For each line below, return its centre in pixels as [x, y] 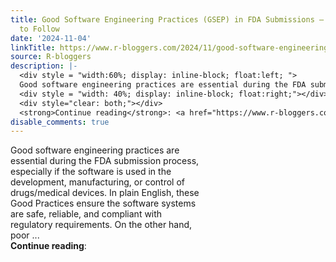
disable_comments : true [60, 122]
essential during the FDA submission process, [105, 161]
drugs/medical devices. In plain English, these [105, 193]
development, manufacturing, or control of [97, 182]
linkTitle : [33, 47]
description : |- [44, 66]
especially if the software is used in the [91, 172]
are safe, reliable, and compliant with [86, 214]
